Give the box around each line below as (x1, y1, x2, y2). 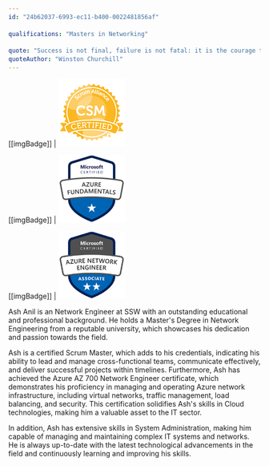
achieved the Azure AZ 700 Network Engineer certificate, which (8, 374, 219, 383)
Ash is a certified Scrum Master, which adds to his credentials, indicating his (8, 348, 260, 357)
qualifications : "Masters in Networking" (8, 30, 149, 38)
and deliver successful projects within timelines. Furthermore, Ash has (8, 365, 240, 375)
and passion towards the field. (8, 333, 108, 342)
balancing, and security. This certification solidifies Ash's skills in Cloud (8, 399, 244, 408)
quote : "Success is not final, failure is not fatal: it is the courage (8, 47, 256, 55)
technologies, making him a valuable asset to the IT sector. (8, 407, 203, 417)
